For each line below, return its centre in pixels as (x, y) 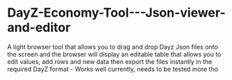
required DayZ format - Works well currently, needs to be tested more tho (113, 69)
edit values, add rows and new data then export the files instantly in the (110, 61)
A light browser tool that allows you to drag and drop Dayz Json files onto (113, 47)
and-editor (39, 27)
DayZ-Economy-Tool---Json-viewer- (117, 13)
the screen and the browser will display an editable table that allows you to (114, 54)
